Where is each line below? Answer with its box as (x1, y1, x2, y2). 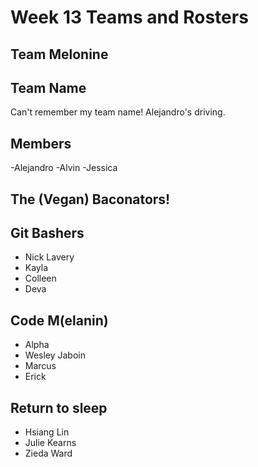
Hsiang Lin (24, 426, 70, 438)
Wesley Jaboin (24, 349, 86, 361)
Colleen (24, 272, 57, 285)
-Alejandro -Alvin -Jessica (10, 162, 118, 174)
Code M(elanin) (10, 312, 109, 329)
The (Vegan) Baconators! (10, 191, 171, 208)
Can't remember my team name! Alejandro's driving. (10, 106, 226, 118)
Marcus (24, 360, 57, 372)
